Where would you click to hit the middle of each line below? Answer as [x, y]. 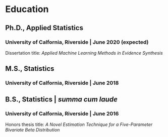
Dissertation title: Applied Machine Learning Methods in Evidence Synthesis [84, 53]
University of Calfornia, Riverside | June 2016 [62, 113]
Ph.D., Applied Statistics [44, 28]
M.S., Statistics [30, 69]
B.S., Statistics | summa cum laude [61, 99]
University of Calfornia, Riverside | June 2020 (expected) [77, 42]
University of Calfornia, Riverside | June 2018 [62, 83]
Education [27, 9]
